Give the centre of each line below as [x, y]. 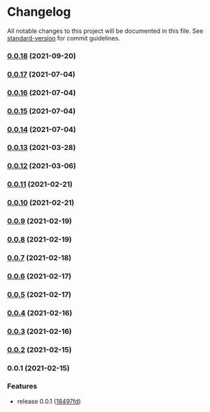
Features [22, 386]
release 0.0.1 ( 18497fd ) [49, 401]
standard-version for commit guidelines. [64, 38]
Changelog [39, 12]
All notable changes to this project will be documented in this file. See [105, 31]
